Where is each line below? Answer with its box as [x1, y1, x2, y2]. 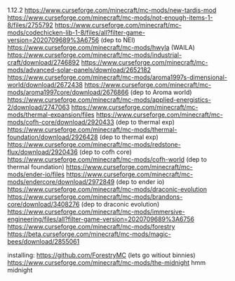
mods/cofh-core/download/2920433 [7, 118, 114, 126]
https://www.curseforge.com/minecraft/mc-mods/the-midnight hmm [7, 259, 206, 266]
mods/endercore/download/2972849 [7, 178, 115, 185]
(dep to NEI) [100, 36, 135, 44]
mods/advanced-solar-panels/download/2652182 [7, 66, 152, 74]
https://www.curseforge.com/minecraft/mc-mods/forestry [7, 223, 175, 230]
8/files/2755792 [7, 21, 54, 29]
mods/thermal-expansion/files [7, 110, 95, 119]
